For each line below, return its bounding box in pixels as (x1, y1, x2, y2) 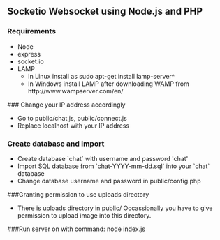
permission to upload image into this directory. (17, 211, 152, 219)
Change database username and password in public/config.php (17, 177, 201, 185)
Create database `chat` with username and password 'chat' (17, 154, 189, 163)
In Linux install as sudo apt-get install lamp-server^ (27, 72, 175, 80)
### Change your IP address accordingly (7, 100, 126, 109)
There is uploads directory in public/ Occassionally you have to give (17, 204, 213, 212)
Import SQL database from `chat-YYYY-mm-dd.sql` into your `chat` (17, 162, 210, 170)
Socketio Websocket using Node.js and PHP (7, 6, 203, 17)
